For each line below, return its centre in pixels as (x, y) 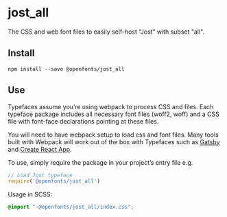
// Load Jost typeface (40, 175)
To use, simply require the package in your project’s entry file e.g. (100, 162)
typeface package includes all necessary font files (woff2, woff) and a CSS (114, 114)
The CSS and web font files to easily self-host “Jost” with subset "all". (106, 32)
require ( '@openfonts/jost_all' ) (54, 181)
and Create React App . (40, 149)
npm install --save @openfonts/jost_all (67, 69)
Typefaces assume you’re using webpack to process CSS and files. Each (111, 106)
